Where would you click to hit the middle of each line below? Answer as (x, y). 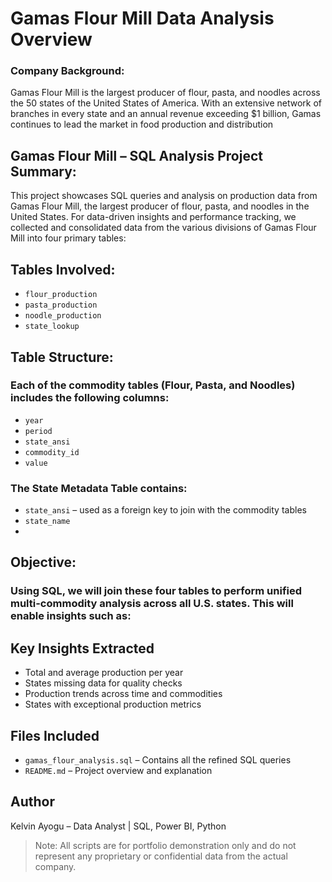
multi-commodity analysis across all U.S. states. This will (152, 604)
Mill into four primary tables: (68, 238)
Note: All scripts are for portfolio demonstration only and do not (165, 845)
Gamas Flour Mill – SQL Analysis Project (136, 155)
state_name (47, 522)
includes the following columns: (90, 398)
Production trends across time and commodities (123, 694)
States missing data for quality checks (103, 683)
